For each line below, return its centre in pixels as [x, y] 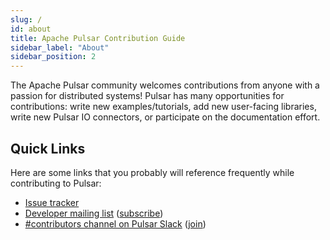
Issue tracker [52, 202]
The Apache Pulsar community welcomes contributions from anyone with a [165, 85]
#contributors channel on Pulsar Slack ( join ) [115, 223]
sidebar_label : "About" [60, 47]
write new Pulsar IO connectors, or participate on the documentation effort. [165, 117]
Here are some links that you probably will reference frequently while [152, 172]
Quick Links [48, 148]
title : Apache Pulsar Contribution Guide [98, 38]
